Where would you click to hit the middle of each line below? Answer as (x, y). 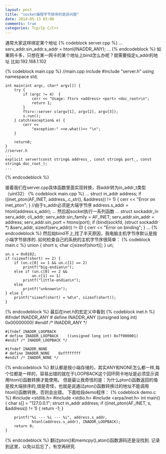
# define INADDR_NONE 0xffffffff (43, 353)
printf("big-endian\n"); (49, 267)
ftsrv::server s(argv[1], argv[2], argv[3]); (71, 112)
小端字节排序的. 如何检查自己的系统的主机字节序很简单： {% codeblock (78, 240)
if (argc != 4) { (42, 95)
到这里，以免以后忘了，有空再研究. (41, 447)
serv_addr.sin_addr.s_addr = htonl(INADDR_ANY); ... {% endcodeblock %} (81, 49)
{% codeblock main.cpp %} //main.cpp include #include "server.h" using (80, 71)
